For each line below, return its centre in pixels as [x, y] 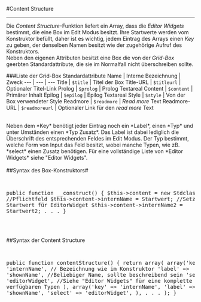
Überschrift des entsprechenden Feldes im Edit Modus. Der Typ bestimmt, [98, 138]
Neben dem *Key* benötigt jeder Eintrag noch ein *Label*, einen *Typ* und [100, 126]
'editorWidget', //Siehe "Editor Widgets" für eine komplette [99, 281]
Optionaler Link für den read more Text [106, 108]
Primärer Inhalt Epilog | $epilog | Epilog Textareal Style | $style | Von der [96, 95]
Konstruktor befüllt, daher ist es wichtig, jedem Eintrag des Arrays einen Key [100, 39]
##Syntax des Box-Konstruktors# [47, 170]
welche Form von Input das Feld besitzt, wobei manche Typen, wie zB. [93, 145]
